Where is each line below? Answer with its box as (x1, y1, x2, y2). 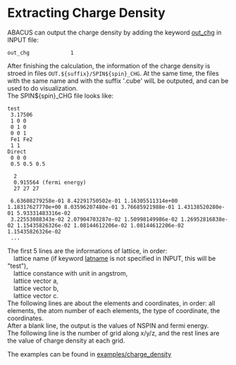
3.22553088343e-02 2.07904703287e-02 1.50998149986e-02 (10, 216, 178, 223)
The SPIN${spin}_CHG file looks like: (7, 91, 114, 100)
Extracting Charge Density (7, 5, 166, 21)
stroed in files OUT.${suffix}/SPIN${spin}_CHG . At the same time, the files (7, 69, 220, 77)
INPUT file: (7, 35, 39, 44)
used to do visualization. (7, 84, 78, 92)
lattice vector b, (13, 283, 59, 293)
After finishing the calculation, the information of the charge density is (7, 61, 211, 70)
